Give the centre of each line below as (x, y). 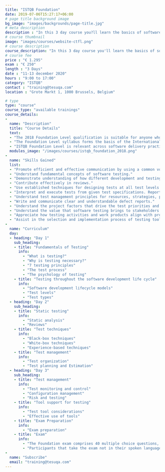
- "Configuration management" (54, 393)
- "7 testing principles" (49, 265)
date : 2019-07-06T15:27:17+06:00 (39, 14)
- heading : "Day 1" (29, 238)
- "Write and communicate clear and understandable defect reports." (82, 201)
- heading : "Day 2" (29, 302)
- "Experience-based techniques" (57, 348)
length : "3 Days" (24, 69)
